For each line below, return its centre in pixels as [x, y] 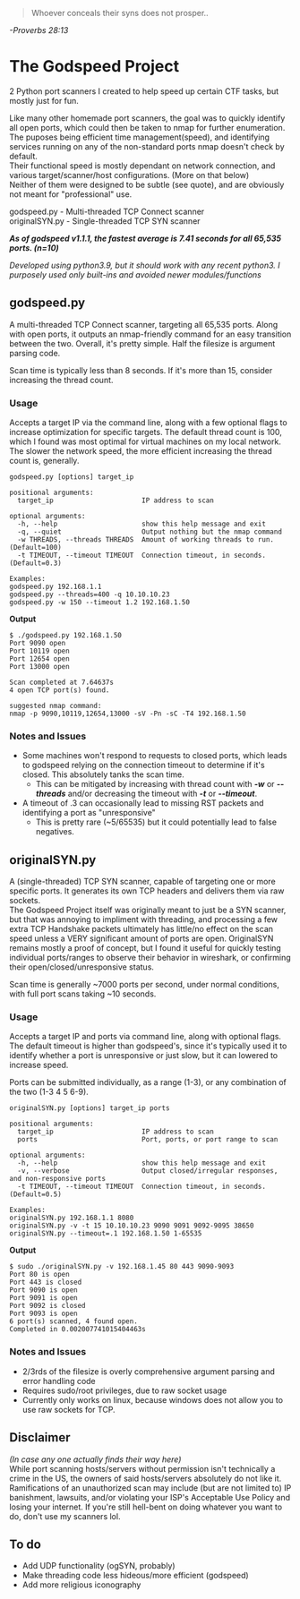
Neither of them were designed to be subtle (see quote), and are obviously [147, 184]
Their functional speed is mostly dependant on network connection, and [142, 166]
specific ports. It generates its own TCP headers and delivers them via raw [147, 891]
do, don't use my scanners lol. [65, 1516]
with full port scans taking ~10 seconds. [83, 994]
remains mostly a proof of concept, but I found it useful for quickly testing [146, 948]
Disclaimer [40, 1437]
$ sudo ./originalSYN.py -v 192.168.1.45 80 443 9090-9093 [122, 1267]
